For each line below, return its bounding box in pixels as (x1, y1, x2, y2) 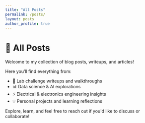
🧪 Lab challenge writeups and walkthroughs (12, 78, 103, 84)
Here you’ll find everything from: (5, 68, 72, 74)
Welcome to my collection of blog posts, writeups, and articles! (5, 59, 134, 65)
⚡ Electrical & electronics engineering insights (12, 91, 106, 97)
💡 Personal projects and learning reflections (12, 98, 103, 104)
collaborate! (5, 114, 30, 120)
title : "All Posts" (5, 7, 46, 12)
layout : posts (5, 16, 35, 21)
